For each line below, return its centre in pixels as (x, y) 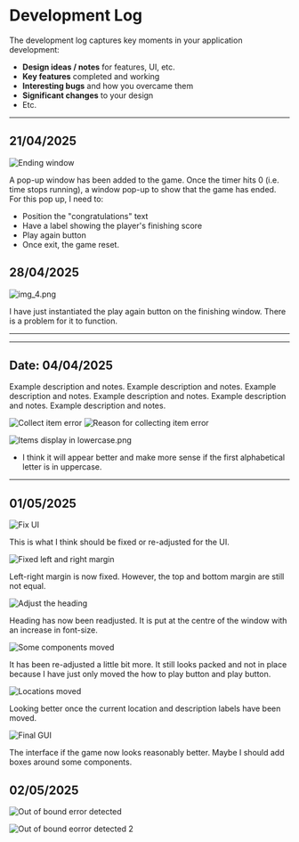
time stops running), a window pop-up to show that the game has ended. (143, 189)
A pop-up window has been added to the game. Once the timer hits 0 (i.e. (144, 180)
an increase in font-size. (53, 630)
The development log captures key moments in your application (126, 40)
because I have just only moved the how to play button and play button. (140, 674)
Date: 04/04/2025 (61, 365)
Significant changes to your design (88, 95)
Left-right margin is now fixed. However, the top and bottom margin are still (147, 576)
